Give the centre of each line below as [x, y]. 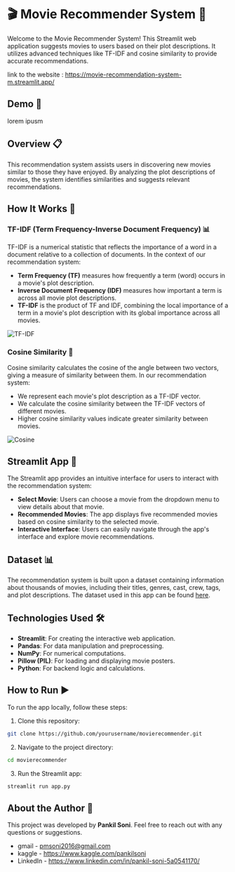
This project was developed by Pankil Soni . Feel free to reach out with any [115, 825]
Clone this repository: [48, 720]
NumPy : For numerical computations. [72, 653]
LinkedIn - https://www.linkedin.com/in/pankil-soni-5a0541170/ [108, 861]
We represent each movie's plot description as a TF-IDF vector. [109, 396]
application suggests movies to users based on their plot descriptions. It [112, 46]
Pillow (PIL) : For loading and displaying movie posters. [96, 661]
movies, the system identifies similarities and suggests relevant [99, 179]
